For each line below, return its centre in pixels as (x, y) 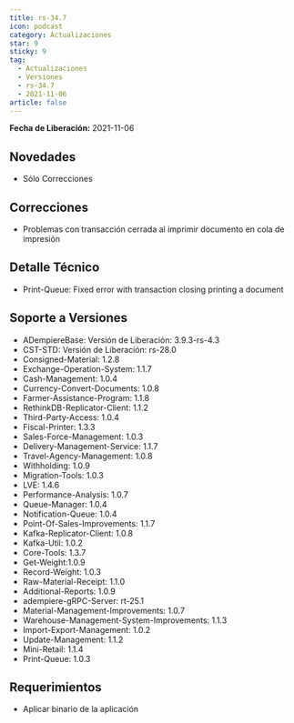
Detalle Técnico (55, 268)
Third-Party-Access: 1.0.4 (71, 417)
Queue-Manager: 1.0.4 (65, 504)
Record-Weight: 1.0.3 (62, 572)
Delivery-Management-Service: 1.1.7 (90, 446)
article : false (38, 102)
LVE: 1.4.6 (41, 485)
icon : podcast (36, 26)
